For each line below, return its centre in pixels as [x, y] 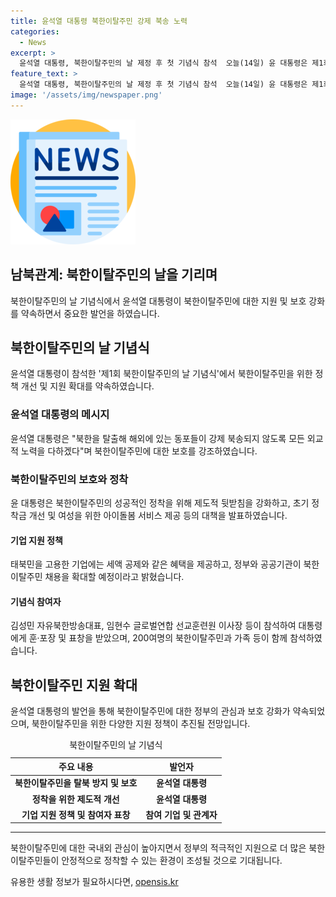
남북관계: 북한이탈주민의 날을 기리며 [114, 275]
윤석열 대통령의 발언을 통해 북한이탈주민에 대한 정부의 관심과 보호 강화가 [150, 711]
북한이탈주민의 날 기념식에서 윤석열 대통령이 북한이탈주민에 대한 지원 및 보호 [158, 301]
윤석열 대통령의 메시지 [60, 415]
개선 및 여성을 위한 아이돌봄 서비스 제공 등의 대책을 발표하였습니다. [158, 515]
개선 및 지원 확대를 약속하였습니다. [87, 386]
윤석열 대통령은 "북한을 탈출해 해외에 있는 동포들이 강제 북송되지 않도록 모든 [157, 438]
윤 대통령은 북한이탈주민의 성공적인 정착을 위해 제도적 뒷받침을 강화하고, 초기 [160, 502]
